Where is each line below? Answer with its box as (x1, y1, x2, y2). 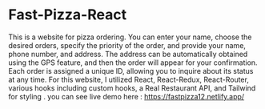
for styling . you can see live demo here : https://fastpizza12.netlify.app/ (8, 91, 245, 101)
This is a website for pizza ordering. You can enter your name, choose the (8, 32, 252, 42)
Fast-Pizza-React (8, 6, 126, 24)
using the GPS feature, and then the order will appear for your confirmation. (8, 58, 258, 67)
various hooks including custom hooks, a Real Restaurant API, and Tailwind (8, 83, 256, 93)
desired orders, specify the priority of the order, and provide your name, (8, 40, 247, 50)
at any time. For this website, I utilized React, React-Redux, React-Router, (8, 75, 250, 84)
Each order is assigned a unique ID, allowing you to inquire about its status (8, 66, 254, 75)
